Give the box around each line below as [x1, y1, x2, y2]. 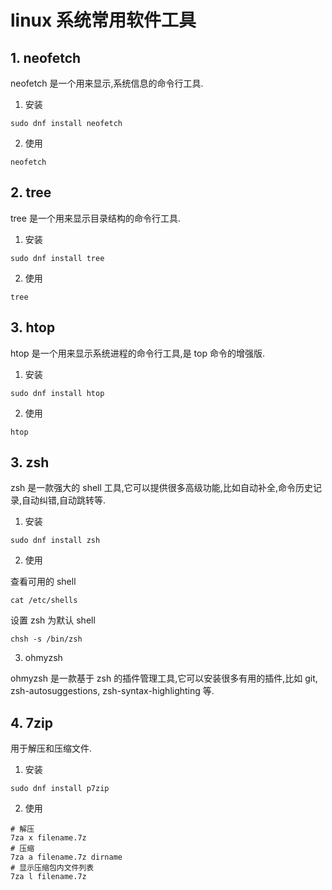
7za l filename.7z [10, 872, 87, 882]
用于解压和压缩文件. [10, 742, 93, 755]
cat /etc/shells [10, 596, 78, 606]
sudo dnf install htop [10, 388, 105, 398]
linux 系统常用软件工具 [10, 9, 197, 32]
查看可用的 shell [10, 576, 77, 588]
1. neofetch [10, 49, 82, 66]
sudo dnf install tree [10, 253, 105, 263]
